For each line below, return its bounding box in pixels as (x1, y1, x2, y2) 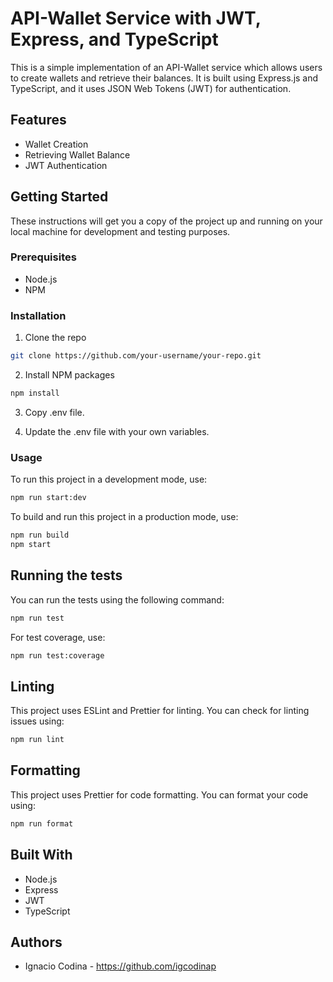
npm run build (10, 530, 70, 541)
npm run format (10, 818, 74, 829)
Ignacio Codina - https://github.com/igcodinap (24, 960, 217, 972)
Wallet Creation (24, 138, 89, 150)
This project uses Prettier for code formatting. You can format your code (10, 788, 309, 801)
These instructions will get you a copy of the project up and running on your (10, 215, 323, 227)
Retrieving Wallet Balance (24, 148, 131, 161)
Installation (10, 308, 67, 322)
